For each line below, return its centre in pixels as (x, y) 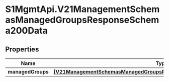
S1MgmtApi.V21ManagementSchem (82, 9)
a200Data (26, 31)
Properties (22, 49)
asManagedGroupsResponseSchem (82, 20)
